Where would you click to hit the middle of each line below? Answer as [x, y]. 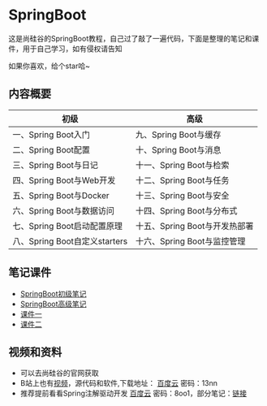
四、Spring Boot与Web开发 [64, 180]
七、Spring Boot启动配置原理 [68, 226]
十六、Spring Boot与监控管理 [190, 241]
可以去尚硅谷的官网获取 [59, 373]
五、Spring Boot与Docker [61, 195]
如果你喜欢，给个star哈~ [50, 66]
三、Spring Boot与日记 [56, 165]
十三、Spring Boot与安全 [182, 195]
